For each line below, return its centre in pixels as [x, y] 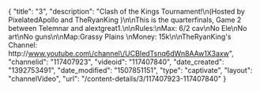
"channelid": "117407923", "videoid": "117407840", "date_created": [116, 62]
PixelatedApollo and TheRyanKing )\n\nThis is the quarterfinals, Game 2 [125, 20]
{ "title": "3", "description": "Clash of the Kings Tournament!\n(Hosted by [126, 11]
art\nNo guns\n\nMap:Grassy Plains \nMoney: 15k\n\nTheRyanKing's [120, 36]
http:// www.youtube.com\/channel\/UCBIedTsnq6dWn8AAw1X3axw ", [121, 53]
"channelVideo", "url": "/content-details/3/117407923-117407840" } [117, 79]
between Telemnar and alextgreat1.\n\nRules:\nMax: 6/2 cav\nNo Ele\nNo [128, 28]
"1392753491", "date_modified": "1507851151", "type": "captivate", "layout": [130, 70]
